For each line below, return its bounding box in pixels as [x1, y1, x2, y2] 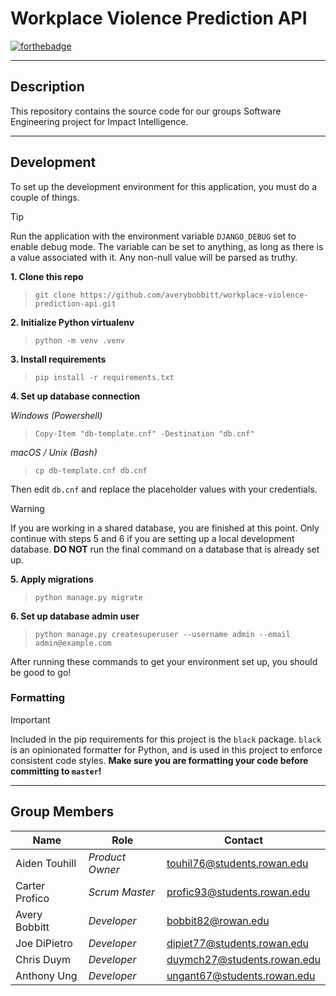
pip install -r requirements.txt [34, 372, 175, 382]
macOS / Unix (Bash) [10, 446, 98, 458]
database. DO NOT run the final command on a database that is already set [10, 543, 320, 555]
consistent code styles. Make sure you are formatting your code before [10, 754, 309, 766]
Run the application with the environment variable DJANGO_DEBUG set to [10, 230, 297, 242]
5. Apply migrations [10, 573, 94, 585]
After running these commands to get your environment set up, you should [10, 655, 318, 667]
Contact [223, 833, 263, 847]
